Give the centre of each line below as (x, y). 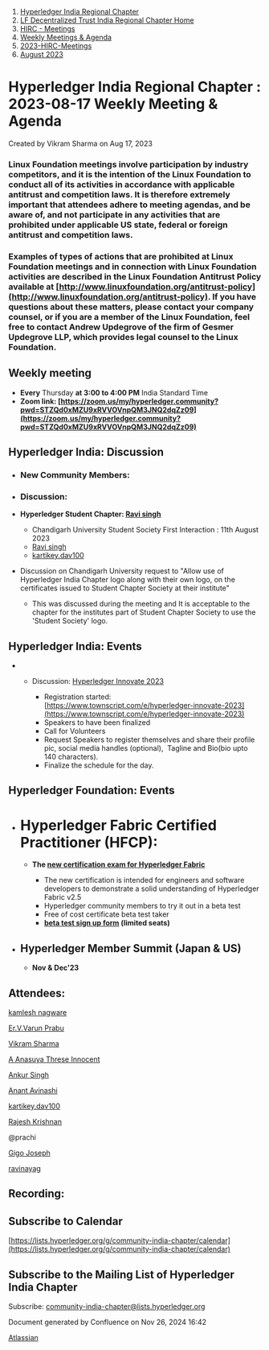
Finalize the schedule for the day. (99, 765)
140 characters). (71, 757)
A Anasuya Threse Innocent (54, 1059)
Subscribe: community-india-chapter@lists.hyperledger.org (107, 1306)
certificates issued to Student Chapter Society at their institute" (125, 588)
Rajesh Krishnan (35, 1121)
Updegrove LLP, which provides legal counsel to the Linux (123, 337)
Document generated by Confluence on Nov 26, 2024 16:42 (108, 1322)
